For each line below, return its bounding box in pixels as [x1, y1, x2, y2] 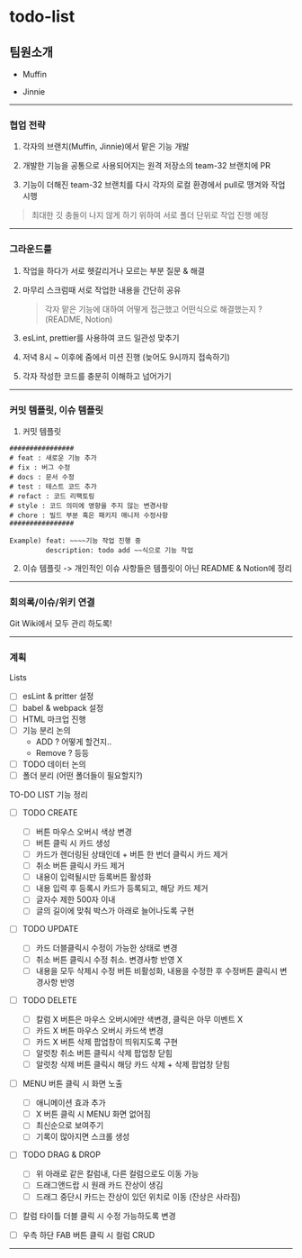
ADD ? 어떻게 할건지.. [35, 736, 112, 747]
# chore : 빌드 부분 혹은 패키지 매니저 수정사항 [9, 511, 169, 520]
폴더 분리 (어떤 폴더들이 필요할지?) [22, 770, 144, 780]
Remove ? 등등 [35, 747, 90, 758]
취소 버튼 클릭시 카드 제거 [35, 861, 126, 871]
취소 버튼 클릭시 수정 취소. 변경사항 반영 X [35, 953, 182, 965]
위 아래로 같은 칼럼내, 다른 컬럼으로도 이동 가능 [35, 1169, 200, 1180]
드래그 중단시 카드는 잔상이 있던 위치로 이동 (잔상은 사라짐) [35, 1191, 241, 1202]
